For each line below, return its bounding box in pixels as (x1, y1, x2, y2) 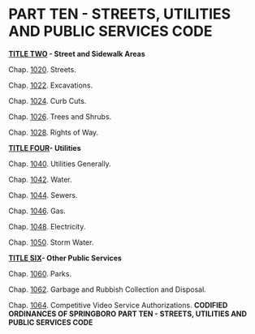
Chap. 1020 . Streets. (8, 64, 77, 74)
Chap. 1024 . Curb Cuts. (8, 96, 87, 105)
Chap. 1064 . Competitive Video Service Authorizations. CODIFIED (8, 300, 228, 310)
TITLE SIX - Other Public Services (8, 253, 122, 263)
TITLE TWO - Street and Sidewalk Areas (8, 49, 146, 58)
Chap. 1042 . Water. (8, 174, 72, 184)
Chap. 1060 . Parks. (8, 268, 71, 278)
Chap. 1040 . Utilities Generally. (8, 159, 111, 169)
